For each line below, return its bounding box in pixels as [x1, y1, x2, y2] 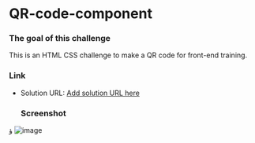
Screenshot [20, 108, 66, 119]
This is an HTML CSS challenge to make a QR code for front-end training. [9, 50, 248, 60]
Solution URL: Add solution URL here [20, 88, 141, 97]
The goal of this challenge [9, 33, 111, 44]
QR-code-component [9, 5, 153, 23]
